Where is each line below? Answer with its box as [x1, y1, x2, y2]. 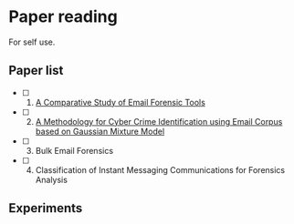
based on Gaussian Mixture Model [35, 126, 165, 137]
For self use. [8, 36, 56, 47]
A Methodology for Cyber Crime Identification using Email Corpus [35, 116, 283, 127]
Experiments [8, 200, 83, 216]
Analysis [35, 174, 68, 185]
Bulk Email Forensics [35, 145, 114, 156]
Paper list [8, 63, 64, 78]
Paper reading [8, 6, 118, 27]
